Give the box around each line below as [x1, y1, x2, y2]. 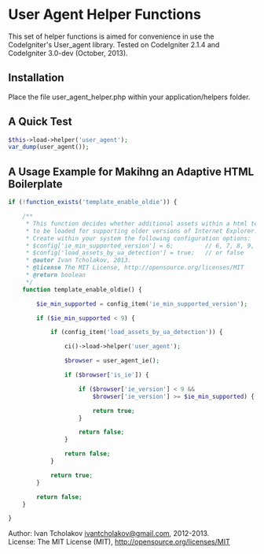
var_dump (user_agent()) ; [8, 143, 90, 151]
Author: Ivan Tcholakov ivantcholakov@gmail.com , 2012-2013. [8, 529, 210, 538]
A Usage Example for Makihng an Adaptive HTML [8, 165, 255, 178]
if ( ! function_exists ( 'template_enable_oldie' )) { [8, 199, 178, 206]
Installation [8, 71, 64, 84]
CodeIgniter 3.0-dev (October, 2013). [8, 48, 128, 58]
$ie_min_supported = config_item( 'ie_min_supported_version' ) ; [36, 299, 247, 308]
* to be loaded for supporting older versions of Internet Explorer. [25, 227, 258, 235]
